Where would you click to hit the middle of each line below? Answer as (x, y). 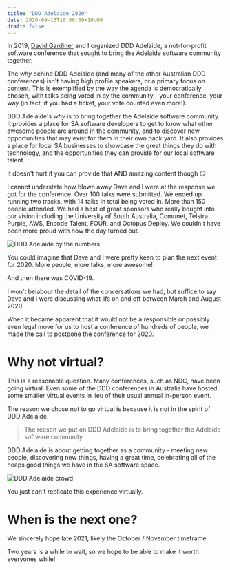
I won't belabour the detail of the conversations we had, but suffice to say (112, 292)
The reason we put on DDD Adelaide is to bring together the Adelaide (122, 430)
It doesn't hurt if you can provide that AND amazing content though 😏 (107, 173)
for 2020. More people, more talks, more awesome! (80, 265)
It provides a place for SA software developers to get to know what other (110, 124)
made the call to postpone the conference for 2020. (81, 334)
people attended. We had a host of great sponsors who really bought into (111, 209)
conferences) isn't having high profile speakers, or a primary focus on (106, 81)
